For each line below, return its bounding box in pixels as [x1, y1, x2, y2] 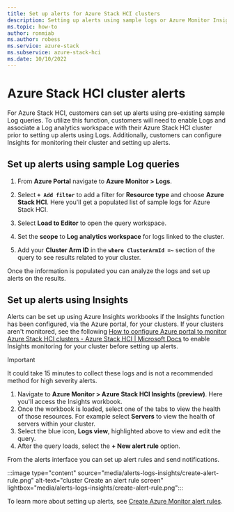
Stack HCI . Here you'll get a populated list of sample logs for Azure [17, 198, 210, 206]
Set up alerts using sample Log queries [7, 158, 180, 171]
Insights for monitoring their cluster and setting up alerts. [7, 138, 171, 146]
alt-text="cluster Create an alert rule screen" [36, 476, 164, 485]
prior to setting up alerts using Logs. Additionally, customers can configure [7, 130, 222, 139]
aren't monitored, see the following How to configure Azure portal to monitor [7, 327, 227, 336]
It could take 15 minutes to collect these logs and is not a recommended [7, 369, 214, 378]
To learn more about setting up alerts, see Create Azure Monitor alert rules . [7, 497, 223, 506]
